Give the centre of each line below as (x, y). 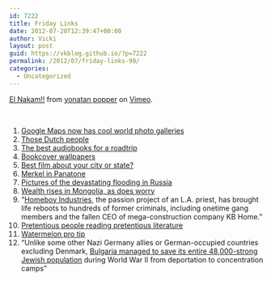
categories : (29, 69)
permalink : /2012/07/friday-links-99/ (74, 62)
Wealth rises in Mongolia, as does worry (88, 190)
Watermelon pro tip (53, 234)
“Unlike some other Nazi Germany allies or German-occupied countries (140, 242)
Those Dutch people (55, 139)
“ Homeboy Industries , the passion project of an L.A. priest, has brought (140, 199)
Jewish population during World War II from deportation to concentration (142, 259)
